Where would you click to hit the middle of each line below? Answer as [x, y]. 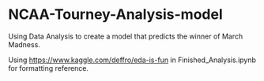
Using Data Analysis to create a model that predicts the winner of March [126, 36]
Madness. [25, 44]
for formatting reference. [49, 68]
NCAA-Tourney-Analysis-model [115, 15]
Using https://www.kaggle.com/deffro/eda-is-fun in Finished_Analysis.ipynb [132, 60]
